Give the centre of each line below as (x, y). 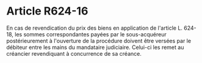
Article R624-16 (47, 11)
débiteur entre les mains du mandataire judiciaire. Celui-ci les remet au (95, 47)
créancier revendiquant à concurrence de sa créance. (74, 53)
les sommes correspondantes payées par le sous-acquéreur (91, 34)
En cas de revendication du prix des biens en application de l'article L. (95, 28)
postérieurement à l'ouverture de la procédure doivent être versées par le (99, 41)
